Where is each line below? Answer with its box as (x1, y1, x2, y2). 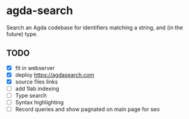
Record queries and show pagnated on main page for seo (15, 106, 160, 113)
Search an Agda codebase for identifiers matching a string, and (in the (6, 24, 184, 31)
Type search (15, 92, 47, 99)
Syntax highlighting (15, 99, 64, 106)
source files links (15, 78, 58, 85)
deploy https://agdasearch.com (15, 71, 94, 78)
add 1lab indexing (15, 85, 60, 92)
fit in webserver (15, 64, 55, 71)
